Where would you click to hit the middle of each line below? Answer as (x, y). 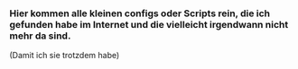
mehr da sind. (40, 36)
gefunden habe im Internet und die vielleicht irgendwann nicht (149, 24)
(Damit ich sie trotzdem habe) (65, 56)
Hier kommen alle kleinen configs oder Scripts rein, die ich (140, 13)
